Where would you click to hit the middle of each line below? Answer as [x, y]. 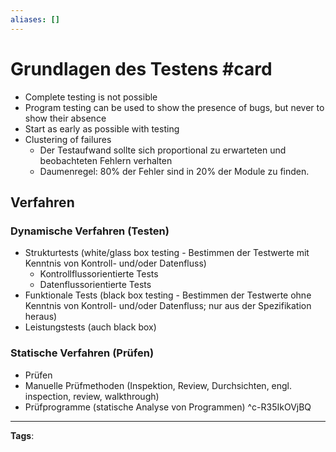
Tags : [22, 435]
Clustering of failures [68, 139]
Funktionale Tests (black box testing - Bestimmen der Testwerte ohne [168, 295]
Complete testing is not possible [91, 97]
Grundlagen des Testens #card [141, 68]
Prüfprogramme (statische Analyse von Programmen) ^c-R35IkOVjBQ [168, 407]
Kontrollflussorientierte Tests [99, 274]
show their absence [65, 118]
